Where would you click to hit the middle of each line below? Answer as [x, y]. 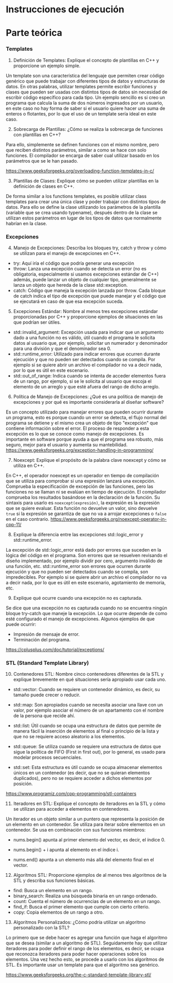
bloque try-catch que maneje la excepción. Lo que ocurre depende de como [86, 613]
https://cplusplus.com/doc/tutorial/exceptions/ [55, 650]
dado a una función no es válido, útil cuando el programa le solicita [84, 338]
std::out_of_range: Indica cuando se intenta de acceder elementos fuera [89, 376]
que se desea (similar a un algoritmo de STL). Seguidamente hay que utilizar [86, 943]
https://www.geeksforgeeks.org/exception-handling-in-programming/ [80, 450]
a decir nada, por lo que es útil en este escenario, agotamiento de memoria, [86, 582]
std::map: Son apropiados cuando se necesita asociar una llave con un [88, 705]
